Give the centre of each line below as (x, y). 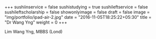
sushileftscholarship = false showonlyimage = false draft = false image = (77, 12)
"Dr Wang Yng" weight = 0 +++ (36, 22)
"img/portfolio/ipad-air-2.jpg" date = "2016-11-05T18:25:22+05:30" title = (78, 17)
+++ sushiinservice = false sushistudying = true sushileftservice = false (76, 7)
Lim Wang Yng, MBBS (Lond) (34, 32)
